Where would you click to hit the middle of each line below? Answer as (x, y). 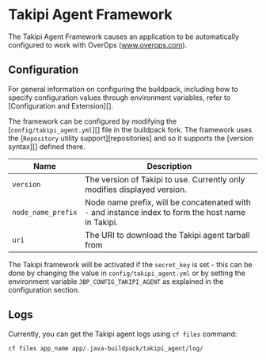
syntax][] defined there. (47, 146)
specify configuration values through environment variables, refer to (120, 98)
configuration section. (44, 289)
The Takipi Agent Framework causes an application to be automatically (124, 36)
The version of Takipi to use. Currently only (165, 179)
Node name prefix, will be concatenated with (168, 202)
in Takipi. (101, 222)
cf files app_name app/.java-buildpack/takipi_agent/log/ (106, 348)
